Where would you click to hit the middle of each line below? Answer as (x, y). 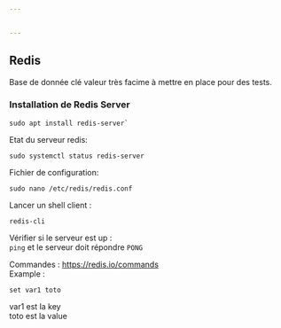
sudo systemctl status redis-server (77, 156)
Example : (27, 273)
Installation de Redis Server (70, 105)
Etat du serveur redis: (49, 139)
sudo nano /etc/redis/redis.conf (71, 188)
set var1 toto (35, 290)
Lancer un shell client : (51, 205)
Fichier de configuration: (54, 172)
